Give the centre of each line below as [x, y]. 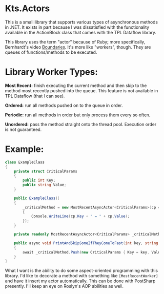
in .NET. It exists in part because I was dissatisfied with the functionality [77, 27]
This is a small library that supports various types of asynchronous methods [82, 22]
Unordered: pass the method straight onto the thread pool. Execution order [81, 124]
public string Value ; [45, 185]
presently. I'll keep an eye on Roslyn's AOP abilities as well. [64, 286]
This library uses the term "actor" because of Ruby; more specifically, [75, 42]
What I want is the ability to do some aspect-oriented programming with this [82, 271]
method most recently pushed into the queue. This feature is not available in [82, 90]
